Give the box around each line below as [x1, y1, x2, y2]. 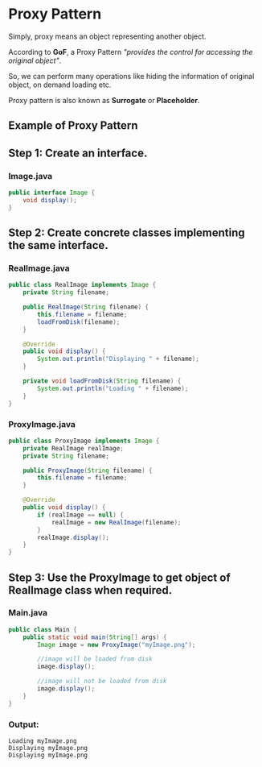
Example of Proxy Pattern [8, 118, 138, 133]
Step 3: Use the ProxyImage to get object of [8, 570, 231, 584]
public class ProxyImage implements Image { [8, 437, 160, 445]
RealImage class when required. [8, 583, 173, 597]
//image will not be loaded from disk [37, 678, 167, 686]
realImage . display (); [37, 533, 110, 541]
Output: [8, 719, 39, 730]
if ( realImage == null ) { [37, 511, 125, 519]
